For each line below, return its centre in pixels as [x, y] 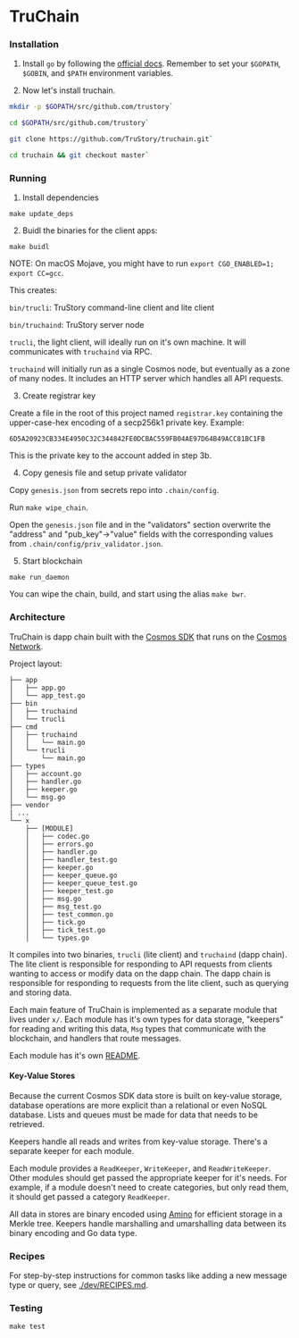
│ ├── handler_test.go [71, 859]
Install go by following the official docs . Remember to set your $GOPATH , [151, 63]
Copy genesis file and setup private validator [104, 473]
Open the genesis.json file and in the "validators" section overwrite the [140, 525]
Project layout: [36, 664]
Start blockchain [52, 561]
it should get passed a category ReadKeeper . [90, 1196]
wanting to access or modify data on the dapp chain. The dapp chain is [140, 973]
